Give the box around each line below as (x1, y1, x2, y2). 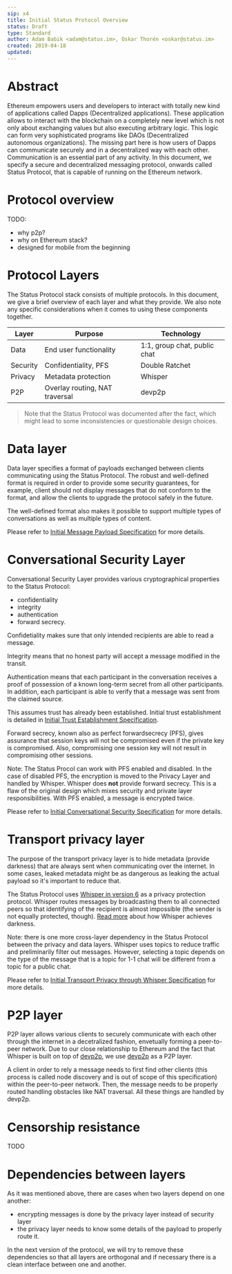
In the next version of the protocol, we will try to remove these (7, 1246, 184, 1254)
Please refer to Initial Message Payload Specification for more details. (7, 527, 205, 536)
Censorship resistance (7, 1120, 140, 1135)
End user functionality (44, 344, 116, 354)
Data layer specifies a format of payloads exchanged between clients (7, 463, 204, 472)
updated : (7, 49, 32, 56)
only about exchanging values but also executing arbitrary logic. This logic (7, 123, 219, 132)
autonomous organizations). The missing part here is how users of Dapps (7, 138, 216, 146)
